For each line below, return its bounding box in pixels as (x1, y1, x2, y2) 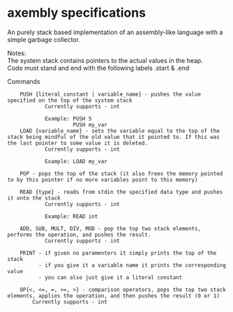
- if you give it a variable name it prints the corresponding (38, 262, 227, 269)
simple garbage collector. (7, 35, 80, 43)
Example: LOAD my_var (44, 158, 108, 165)
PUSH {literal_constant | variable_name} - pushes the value (20, 91, 201, 98)
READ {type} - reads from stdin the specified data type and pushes (20, 188, 223, 195)
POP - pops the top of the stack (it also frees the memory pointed (20, 170, 223, 177)
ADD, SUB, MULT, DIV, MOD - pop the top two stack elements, (20, 225, 201, 232)
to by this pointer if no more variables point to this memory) (7, 176, 198, 183)
